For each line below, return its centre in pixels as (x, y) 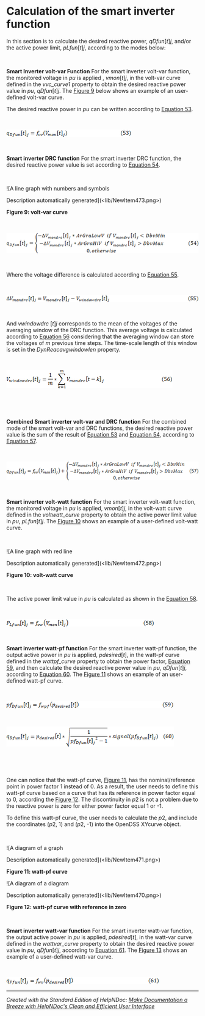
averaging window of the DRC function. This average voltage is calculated (99, 330)
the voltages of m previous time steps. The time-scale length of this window (102, 343)
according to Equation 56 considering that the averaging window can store (100, 336)
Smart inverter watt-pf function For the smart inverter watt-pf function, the (102, 648)
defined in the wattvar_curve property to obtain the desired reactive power (100, 944)
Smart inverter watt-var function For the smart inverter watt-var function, (100, 931)
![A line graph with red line (39, 551)
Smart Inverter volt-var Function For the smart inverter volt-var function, (99, 71)
